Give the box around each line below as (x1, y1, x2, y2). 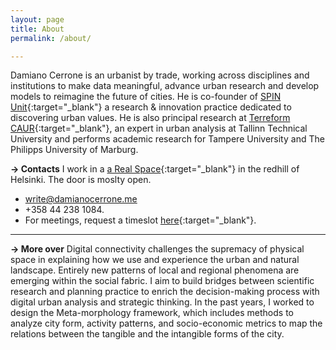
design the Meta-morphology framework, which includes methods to (10, 307, 294, 319)
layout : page (10, 14, 65, 25)
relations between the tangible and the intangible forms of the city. (10, 328, 285, 340)
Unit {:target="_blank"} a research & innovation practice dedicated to (10, 101, 292, 113)
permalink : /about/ (10, 33, 92, 43)
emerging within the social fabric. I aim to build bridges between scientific (10, 275, 315, 287)
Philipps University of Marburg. (10, 144, 139, 156)
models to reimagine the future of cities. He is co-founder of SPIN (10, 91, 282, 103)
